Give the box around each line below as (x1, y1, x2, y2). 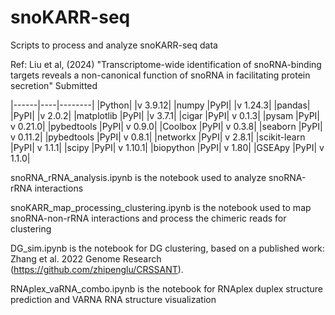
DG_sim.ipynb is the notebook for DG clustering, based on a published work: (10, 242, 325, 254)
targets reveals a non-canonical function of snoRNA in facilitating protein (10, 69, 311, 81)
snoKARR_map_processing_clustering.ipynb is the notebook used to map (10, 201, 312, 213)
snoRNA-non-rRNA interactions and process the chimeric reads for (10, 212, 287, 224)
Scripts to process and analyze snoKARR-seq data (10, 39, 218, 51)
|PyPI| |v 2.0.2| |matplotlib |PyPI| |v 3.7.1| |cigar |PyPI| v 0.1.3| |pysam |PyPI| (10, 109, 320, 121)
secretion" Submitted (10, 79, 98, 91)
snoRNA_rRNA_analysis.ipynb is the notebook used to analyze (10, 171, 267, 183)
